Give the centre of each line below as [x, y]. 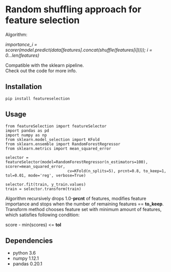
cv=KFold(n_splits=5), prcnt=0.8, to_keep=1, [117, 171]
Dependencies [29, 240]
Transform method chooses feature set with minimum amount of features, [83, 209]
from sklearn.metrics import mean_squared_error [58, 149]
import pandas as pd [27, 131]
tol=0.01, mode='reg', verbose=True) [46, 175]
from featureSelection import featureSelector [56, 126]
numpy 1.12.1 [26, 258]
